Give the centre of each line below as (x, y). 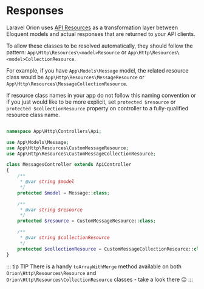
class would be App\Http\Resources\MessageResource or (75, 77)
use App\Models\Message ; (38, 142)
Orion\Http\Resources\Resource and (51, 273)
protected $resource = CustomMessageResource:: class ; (87, 221)
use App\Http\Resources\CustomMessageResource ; (68, 148)
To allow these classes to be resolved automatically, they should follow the (100, 46)
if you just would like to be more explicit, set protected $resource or (91, 102)
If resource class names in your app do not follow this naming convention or (101, 95)
